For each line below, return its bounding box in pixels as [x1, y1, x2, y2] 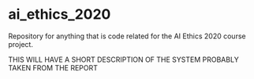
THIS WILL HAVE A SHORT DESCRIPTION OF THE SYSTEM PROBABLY [8, 55, 239, 64]
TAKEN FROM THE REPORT [8, 63, 99, 72]
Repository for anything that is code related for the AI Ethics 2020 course [8, 31, 246, 41]
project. [8, 39, 34, 48]
